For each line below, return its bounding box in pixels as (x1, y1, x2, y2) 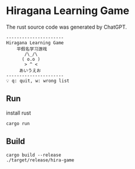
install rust (6, 109, 31, 116)
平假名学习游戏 (16, 46, 47, 52)
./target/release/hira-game (6, 157, 75, 163)
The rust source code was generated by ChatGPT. (6, 23, 127, 30)
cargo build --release (6, 152, 61, 158)
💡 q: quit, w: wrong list (6, 78, 70, 84)
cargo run (6, 120, 30, 126)
